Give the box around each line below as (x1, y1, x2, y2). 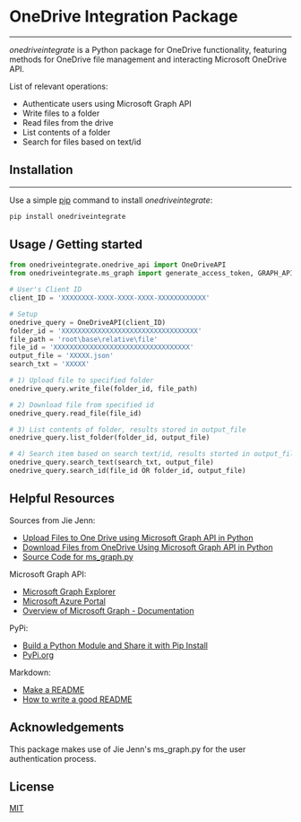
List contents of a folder (21, 127, 111, 137)
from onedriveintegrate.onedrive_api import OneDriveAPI (9, 260, 227, 270)
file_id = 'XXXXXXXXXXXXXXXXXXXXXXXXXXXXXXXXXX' (9, 343, 194, 352)
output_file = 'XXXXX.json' (9, 352, 115, 361)
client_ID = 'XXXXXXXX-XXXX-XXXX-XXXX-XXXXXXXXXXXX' (9, 293, 211, 302)
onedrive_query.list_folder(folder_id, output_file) (9, 433, 211, 442)
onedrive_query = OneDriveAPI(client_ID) (9, 318, 167, 327)
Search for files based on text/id (21, 136, 142, 147)
